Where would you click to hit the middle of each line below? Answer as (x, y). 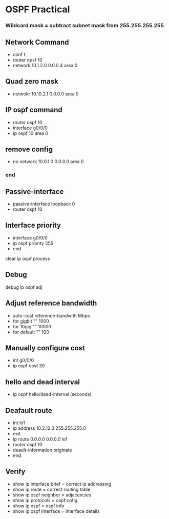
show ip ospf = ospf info (38, 506)
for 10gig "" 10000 (32, 326)
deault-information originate (43, 450)
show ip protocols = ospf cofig (45, 500)
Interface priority (33, 225)
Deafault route (29, 411)
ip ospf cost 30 (29, 366)
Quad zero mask (32, 81)
